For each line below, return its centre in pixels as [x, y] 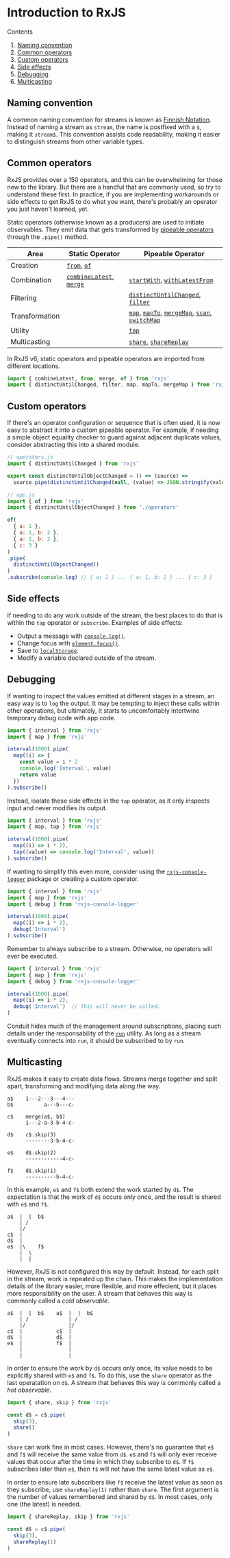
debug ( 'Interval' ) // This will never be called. [87, 1007]
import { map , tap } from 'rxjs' [55, 827]
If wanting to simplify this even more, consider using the [86, 871]
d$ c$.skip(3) [32, 1134]
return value [38, 775]
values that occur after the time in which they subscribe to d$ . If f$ [101, 1462]
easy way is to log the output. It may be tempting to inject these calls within [114, 703]
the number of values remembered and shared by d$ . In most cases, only [110, 1497]
